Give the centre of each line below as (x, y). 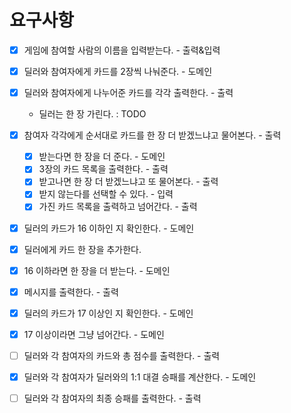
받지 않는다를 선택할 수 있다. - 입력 (106, 194)
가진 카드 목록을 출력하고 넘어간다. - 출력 (118, 207)
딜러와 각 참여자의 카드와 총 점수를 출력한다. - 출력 (122, 355)
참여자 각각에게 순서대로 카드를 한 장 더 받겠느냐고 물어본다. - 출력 (152, 135)
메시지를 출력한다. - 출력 (71, 292)
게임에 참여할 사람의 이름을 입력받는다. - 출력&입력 (122, 50)
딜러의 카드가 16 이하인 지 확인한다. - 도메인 (109, 228)
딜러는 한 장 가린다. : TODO (92, 114)
